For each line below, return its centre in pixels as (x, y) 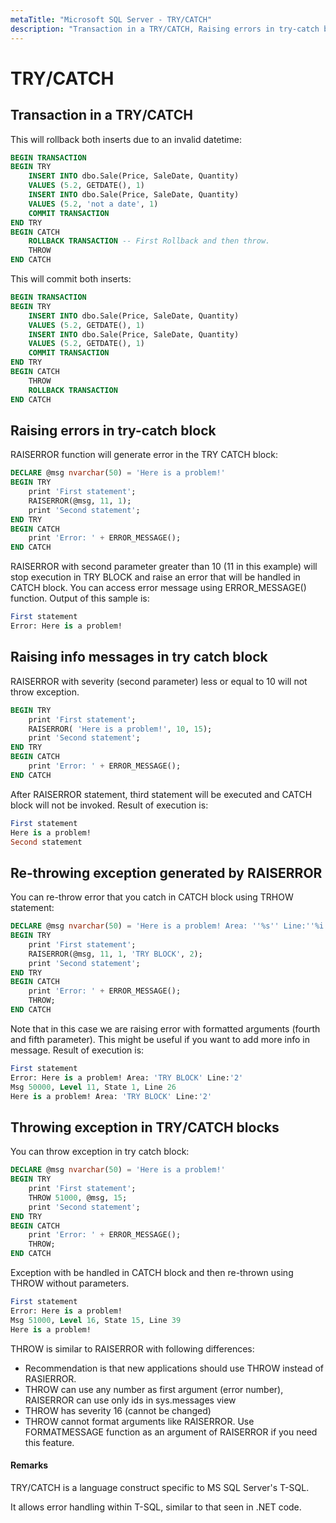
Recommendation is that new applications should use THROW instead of (174, 1368)
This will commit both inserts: (71, 279)
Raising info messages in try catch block (139, 657)
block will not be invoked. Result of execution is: (109, 805)
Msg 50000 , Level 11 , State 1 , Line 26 (93, 1087)
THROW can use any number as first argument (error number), (154, 1389)
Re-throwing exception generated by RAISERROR (166, 872)
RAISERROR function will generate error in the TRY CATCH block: (144, 455)
